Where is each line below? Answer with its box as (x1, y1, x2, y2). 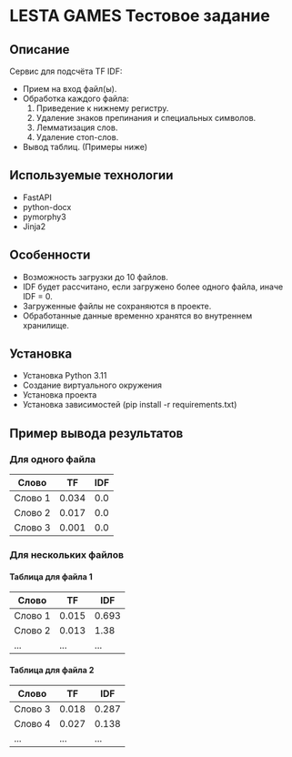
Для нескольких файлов (9, 549, 125, 561)
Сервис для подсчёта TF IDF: (9, 66, 123, 76)
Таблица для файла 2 (9, 664, 95, 675)
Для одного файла (9, 452, 96, 465)
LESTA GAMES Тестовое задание (9, 5, 270, 26)
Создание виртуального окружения (22, 379, 162, 391)
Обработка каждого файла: (22, 93, 129, 104)
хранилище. (22, 319, 70, 330)
